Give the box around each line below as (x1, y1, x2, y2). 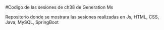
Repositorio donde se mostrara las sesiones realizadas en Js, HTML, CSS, (5, 14, 159, 19)
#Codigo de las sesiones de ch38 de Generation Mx (5, 4, 114, 10)
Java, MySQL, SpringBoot (5, 19, 59, 25)
